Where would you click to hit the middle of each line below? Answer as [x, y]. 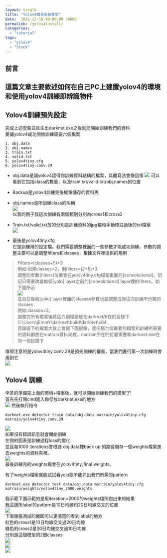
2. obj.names [19, 148]
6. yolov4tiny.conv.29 [29, 165]
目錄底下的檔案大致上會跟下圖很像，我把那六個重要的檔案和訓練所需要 [89, 328]
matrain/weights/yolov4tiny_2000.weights [49, 489]
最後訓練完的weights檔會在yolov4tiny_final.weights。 [60, 464]
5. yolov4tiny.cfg [24, 161]
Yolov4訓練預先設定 [36, 115]
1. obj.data [17, 144]
